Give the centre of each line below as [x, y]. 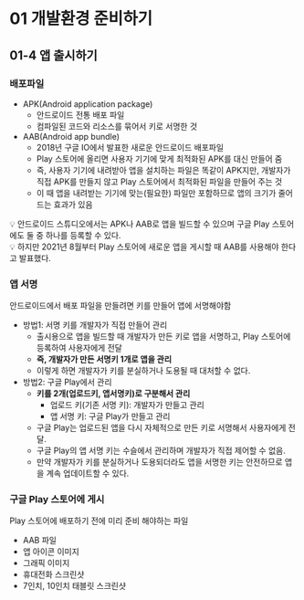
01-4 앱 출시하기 [53, 55]
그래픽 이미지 [46, 563]
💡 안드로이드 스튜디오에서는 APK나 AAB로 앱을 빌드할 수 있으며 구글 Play [140, 224]
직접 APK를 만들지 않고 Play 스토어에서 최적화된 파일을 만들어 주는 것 [159, 181]
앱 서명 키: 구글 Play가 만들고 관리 [110, 416]
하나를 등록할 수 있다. [83, 235]
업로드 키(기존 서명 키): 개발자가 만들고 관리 [127, 405]
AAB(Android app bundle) [71, 136]
